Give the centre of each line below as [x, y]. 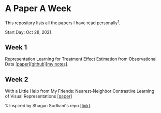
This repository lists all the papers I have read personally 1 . [63, 22]
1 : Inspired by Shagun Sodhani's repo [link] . [48, 106]
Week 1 [16, 47]
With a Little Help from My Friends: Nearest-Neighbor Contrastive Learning [80, 91]
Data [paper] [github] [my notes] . [37, 64]
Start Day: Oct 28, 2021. [29, 32]
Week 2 [17, 79]
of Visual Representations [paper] [39, 96]
